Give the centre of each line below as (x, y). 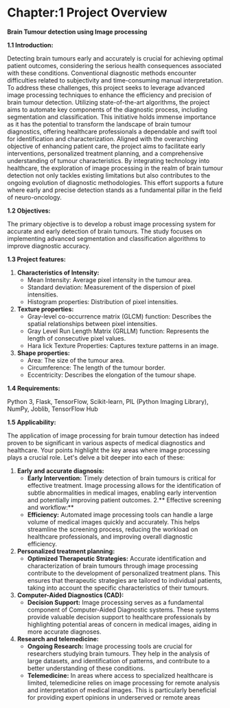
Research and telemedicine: (58, 639)
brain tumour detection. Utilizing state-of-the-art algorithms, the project (108, 102)
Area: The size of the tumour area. (76, 360)
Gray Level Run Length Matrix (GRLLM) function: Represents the (118, 331)
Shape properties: (43, 353)
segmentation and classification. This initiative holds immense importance (112, 117)
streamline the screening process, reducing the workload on (113, 529)
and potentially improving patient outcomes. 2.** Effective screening (124, 500)
